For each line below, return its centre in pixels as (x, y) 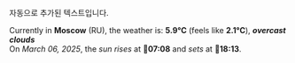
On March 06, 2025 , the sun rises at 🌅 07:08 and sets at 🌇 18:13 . (125, 49)
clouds (22, 39)
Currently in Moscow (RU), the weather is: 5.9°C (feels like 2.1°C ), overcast (147, 30)
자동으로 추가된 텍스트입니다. (59, 13)
